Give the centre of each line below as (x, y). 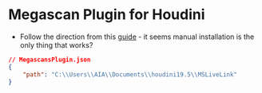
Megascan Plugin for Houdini (107, 15)
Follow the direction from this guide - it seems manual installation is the (137, 37)
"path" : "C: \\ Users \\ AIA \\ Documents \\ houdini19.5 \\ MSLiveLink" (130, 74)
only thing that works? (56, 45)
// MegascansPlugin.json (50, 60)
